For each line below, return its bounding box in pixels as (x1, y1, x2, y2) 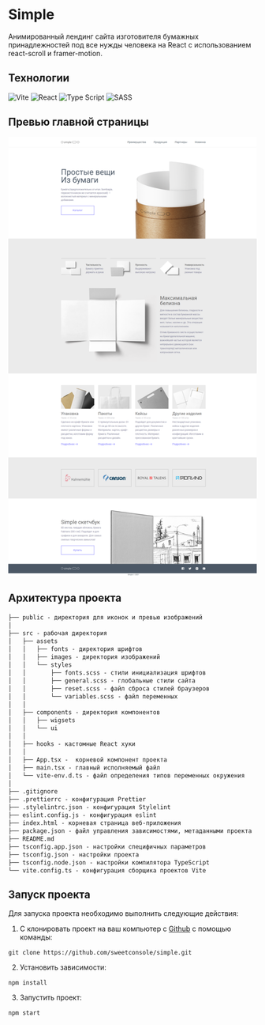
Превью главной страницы (8, 115, 149, 129)
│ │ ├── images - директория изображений (8, 652, 160, 661)
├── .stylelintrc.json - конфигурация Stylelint (8, 803, 171, 811)
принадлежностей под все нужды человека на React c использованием (8, 40, 252, 49)
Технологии (8, 71, 69, 85)
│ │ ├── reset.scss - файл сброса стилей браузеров (8, 684, 211, 693)
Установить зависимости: (19, 963, 106, 972)
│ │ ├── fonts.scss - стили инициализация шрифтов (8, 668, 207, 677)
